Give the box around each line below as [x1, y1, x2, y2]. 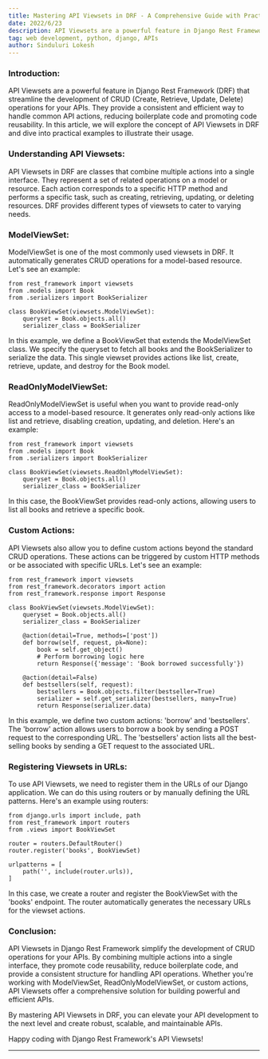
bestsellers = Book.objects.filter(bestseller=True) [37, 687, 216, 696]
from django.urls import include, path [8, 811, 141, 820]
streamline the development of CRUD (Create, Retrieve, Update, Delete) [8, 94, 243, 104]
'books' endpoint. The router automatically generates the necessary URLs [8, 897, 251, 906]
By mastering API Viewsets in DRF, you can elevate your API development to [8, 1010, 259, 1020]
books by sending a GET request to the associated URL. [31, 741, 215, 750]
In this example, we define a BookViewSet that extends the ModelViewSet [8, 336, 251, 346]
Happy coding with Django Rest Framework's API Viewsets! [8, 1034, 203, 1044]
